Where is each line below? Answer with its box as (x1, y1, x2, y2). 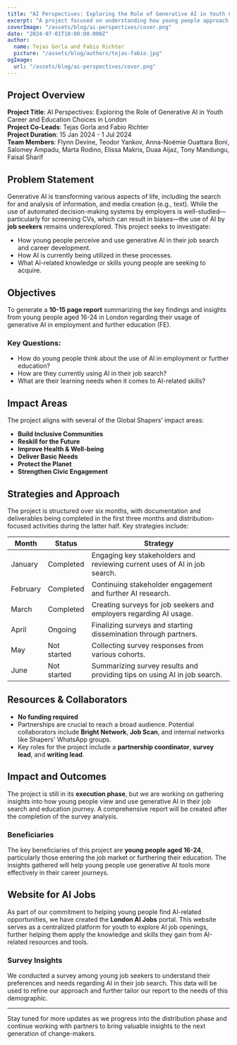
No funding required (17, 712, 79, 721)
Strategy (144, 538, 174, 548)
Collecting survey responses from (91, 640, 204, 650)
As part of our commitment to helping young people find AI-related (7, 907, 202, 916)
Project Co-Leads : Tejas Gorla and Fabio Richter (7, 123, 149, 132)
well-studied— (183, 207, 226, 216)
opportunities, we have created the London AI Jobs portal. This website (7, 915, 217, 923)
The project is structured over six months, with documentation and (7, 507, 201, 515)
